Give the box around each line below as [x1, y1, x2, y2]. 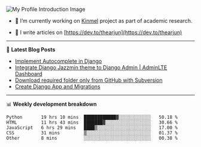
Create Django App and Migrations [14, 83, 100, 90]
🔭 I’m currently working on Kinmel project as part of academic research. [14, 17, 193, 24]
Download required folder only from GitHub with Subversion [14, 76, 163, 84]
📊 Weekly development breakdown [6, 100, 97, 108]
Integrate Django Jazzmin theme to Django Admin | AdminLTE [14, 64, 167, 71]
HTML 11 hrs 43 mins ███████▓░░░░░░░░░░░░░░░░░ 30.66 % [6, 120, 178, 125]
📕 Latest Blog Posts [6, 46, 56, 53]
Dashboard [14, 71, 43, 77]
